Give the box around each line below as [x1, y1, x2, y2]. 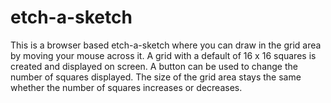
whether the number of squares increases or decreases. [10, 81, 243, 93]
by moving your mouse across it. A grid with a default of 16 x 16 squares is [10, 49, 317, 61]
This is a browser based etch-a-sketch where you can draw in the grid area [10, 39, 322, 51]
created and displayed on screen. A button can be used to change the [10, 60, 298, 72]
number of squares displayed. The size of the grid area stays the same [10, 71, 302, 83]
